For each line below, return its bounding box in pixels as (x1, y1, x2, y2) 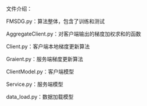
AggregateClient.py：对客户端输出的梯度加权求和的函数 (6, 30, 142, 37)
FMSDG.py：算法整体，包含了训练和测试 (6, 18, 105, 25)
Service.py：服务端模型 (6, 81, 64, 88)
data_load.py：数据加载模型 (6, 94, 74, 100)
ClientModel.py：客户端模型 (6, 68, 74, 75)
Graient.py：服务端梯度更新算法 (6, 56, 84, 62)
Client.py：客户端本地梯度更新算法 (6, 43, 90, 50)
